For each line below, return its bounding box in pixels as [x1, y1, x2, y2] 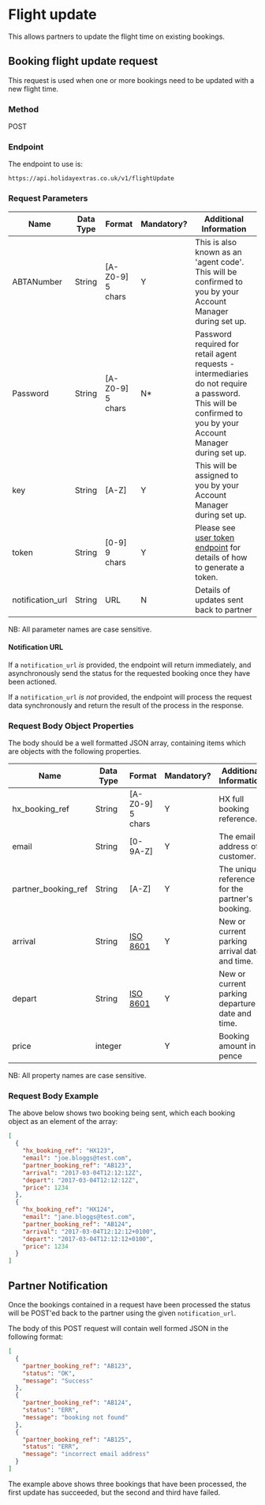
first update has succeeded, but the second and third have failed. [8, 1488, 221, 1497]
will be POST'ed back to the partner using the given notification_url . [8, 1308, 237, 1318]
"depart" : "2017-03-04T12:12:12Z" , [22, 1176, 140, 1184]
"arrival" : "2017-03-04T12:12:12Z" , [22, 1168, 144, 1177]
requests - [195, 358, 235, 369]
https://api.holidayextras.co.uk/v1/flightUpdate [8, 175, 175, 183]
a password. [195, 387, 241, 398]
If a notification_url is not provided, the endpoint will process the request [8, 692, 252, 701]
